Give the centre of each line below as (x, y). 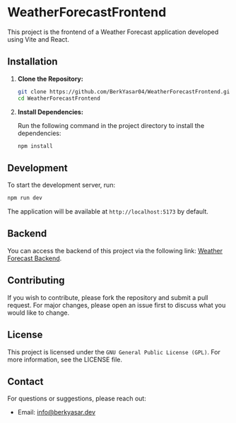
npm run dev (25, 198)
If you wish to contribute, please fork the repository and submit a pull (108, 297)
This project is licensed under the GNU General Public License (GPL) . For (114, 352)
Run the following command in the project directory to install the (111, 125)
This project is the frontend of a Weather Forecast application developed (113, 32)
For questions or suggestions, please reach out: (77, 399)
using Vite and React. (38, 39)
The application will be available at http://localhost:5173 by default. (108, 211)
